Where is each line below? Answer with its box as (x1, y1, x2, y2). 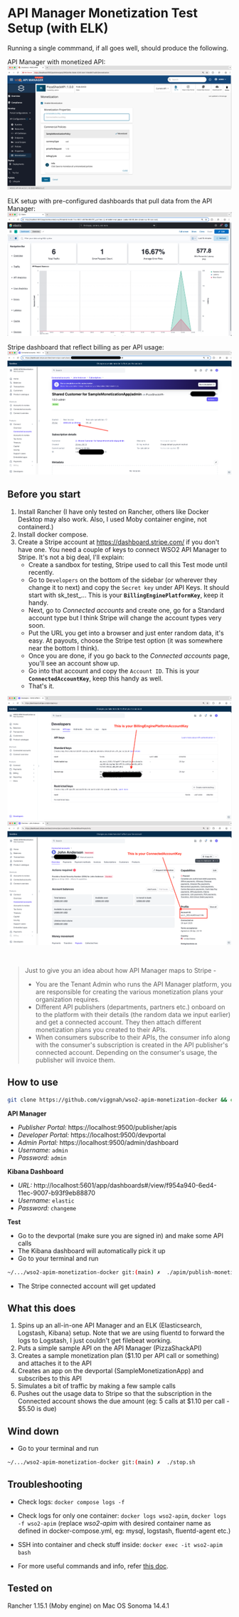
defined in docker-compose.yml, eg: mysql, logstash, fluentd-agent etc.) (17, 1526, 231, 1535)
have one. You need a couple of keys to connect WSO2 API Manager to (17, 545, 227, 554)
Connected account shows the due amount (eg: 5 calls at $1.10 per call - (17, 1397, 230, 1406)
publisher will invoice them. (35, 1056, 116, 1064)
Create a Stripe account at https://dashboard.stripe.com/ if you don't (17, 537, 220, 546)
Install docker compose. (17, 530, 89, 539)
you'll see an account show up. (28, 658, 119, 668)
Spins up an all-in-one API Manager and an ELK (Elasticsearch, (17, 1321, 203, 1330)
